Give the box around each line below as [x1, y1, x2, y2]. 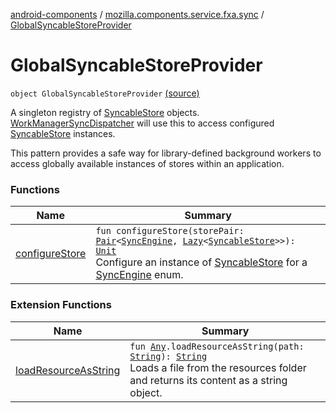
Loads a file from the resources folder [129, 360, 307, 374]
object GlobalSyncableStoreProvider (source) [10, 87, 200, 99]
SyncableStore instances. [10, 127, 116, 139]
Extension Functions [10, 298, 112, 312]
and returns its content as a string [129, 373, 288, 387]
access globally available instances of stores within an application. [10, 157, 285, 169]
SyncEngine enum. [95, 268, 184, 282]
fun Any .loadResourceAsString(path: [129, 340, 305, 352]
